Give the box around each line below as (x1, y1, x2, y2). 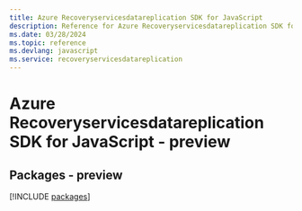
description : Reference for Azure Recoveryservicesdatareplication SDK (9, 22, 283, 31)
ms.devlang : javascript (9, 47, 99, 56)
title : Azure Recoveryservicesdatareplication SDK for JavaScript (9, 13, 263, 22)
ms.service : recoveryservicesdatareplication (9, 55, 182, 64)
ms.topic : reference (9, 38, 87, 48)
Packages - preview (9, 167, 123, 182)
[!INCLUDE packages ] (9, 191, 91, 202)
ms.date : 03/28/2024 (9, 30, 87, 39)
